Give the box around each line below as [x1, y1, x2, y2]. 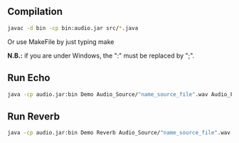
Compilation [7, 6, 63, 18]
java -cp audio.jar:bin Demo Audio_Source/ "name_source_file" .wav [7, 90, 208, 98]
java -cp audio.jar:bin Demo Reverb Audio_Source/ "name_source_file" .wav [7, 129, 231, 137]
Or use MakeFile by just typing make [7, 37, 115, 46]
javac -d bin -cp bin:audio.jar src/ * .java [7, 24, 139, 31]
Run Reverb [7, 110, 60, 122]
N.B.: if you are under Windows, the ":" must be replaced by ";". [7, 51, 195, 60]
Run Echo [7, 72, 51, 84]
